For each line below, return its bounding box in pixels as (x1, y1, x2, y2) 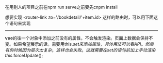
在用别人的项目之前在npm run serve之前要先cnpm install (5, 4, 118, 10)
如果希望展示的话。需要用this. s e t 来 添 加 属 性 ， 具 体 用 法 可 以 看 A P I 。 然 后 (13, 41, 154, 47)
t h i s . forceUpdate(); (5, 52, 43, 58)
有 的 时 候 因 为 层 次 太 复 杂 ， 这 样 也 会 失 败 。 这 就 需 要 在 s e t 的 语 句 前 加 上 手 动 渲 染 (5, 47, 156, 53)
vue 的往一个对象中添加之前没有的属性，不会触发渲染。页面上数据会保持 (5, 35, 149, 41)
